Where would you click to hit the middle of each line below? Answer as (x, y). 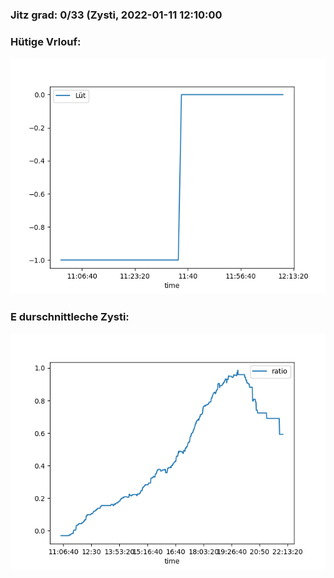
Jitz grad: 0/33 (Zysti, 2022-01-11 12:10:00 (116, 15)
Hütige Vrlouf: (46, 41)
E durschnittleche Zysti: (70, 317)
